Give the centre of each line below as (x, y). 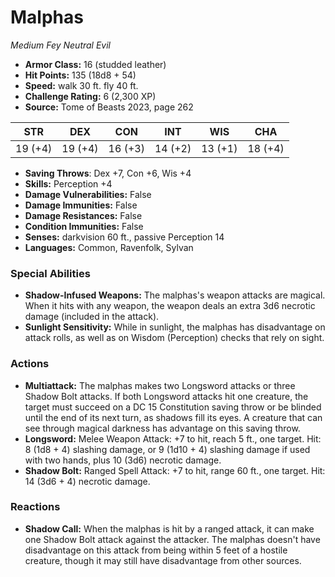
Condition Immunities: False (84, 226)
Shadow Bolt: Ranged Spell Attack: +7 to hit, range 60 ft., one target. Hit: (175, 470)
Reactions (35, 507)
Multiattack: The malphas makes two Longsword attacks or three (160, 385)
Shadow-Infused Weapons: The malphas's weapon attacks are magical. (175, 295)
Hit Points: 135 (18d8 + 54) (80, 75)
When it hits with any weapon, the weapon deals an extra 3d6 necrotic (170, 306)
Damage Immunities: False (81, 205)
